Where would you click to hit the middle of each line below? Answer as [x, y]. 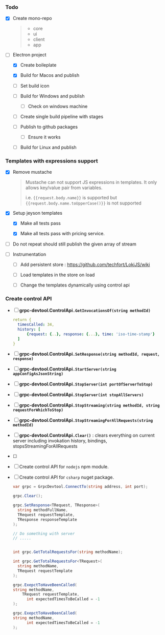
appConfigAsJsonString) [38, 374]
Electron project [30, 55]
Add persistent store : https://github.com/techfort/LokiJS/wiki [85, 264]
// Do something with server [44, 534]
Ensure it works [44, 137]
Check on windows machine [58, 106]
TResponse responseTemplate [48, 519]
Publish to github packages [49, 127]
